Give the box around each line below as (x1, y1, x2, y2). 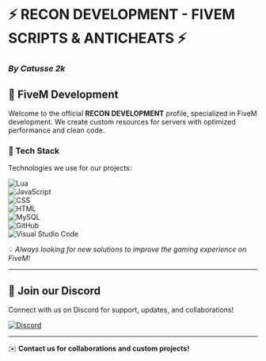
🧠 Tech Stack (8, 145, 60, 156)
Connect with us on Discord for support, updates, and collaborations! (8, 305, 234, 315)
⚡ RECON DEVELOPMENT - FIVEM (8, 6, 236, 24)
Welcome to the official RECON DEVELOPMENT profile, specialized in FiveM (8, 108, 257, 118)
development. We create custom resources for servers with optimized (8, 117, 236, 126)
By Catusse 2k (8, 63, 66, 75)
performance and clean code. (8, 125, 105, 135)
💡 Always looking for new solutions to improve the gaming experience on (8, 244, 247, 254)
